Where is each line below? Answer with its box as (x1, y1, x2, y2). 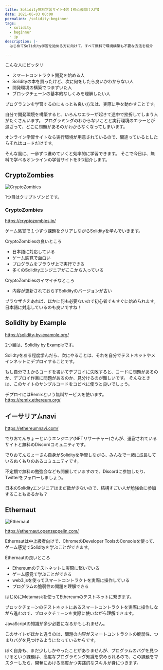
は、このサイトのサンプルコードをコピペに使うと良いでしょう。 (5, 381, 133, 387)
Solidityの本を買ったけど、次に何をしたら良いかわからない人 (12, 78, 134, 84)
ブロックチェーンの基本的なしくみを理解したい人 (12, 90, 110, 96)
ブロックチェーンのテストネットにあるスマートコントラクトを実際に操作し (5, 604, 154, 610)
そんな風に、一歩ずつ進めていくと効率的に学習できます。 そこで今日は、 (5, 150, 151, 156)
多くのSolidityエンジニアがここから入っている (12, 267, 104, 273)
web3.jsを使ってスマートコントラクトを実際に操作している (12, 578, 130, 583)
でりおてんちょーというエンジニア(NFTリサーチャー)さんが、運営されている (5, 436, 157, 442)
